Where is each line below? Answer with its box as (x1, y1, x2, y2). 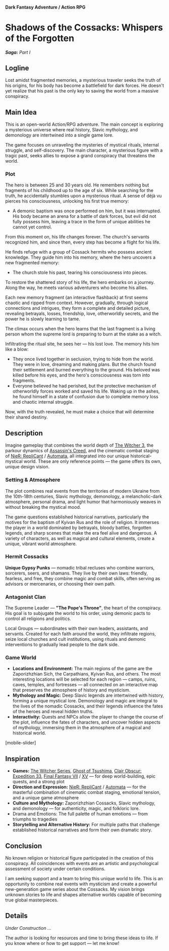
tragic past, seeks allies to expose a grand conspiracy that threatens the (5, 153, 155, 159)
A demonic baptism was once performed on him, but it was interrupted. (12, 208, 161, 214)
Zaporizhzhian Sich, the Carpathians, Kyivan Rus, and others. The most (12, 671, 161, 677)
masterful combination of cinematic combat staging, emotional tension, (12, 789, 161, 795)
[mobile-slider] (5, 740, 36, 746)
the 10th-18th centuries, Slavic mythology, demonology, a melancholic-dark (5, 493, 162, 499)
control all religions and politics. (5, 615, 72, 622)
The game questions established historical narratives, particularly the (5, 513, 149, 520)
